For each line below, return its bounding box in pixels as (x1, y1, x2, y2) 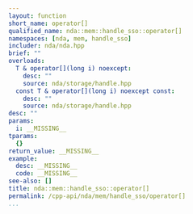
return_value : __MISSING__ (8, 147, 99, 155)
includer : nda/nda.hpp (8, 42, 85, 50)
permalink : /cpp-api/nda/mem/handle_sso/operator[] (8, 191, 186, 200)
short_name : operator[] (8, 19, 89, 27)
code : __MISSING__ (15, 170, 78, 178)
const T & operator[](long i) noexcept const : (15, 86, 175, 95)
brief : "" (8, 49, 42, 57)
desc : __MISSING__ (15, 162, 78, 170)
